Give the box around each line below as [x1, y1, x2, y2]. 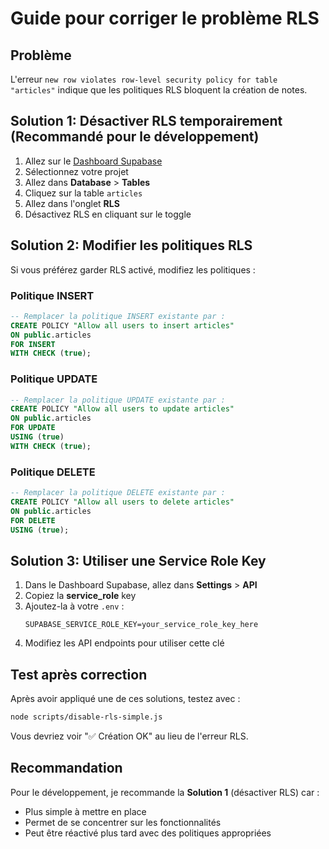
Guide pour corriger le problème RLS [10, 7, 320, 30]
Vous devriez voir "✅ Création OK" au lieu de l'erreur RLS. [10, 730, 249, 742]
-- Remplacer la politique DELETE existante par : [10, 488, 226, 498]
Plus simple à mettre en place [24, 805, 147, 817]
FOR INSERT [10, 339, 56, 349]
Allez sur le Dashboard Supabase [24, 155, 163, 167]
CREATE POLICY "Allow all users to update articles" [10, 404, 235, 414]
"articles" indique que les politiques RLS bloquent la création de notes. [10, 84, 308, 96]
